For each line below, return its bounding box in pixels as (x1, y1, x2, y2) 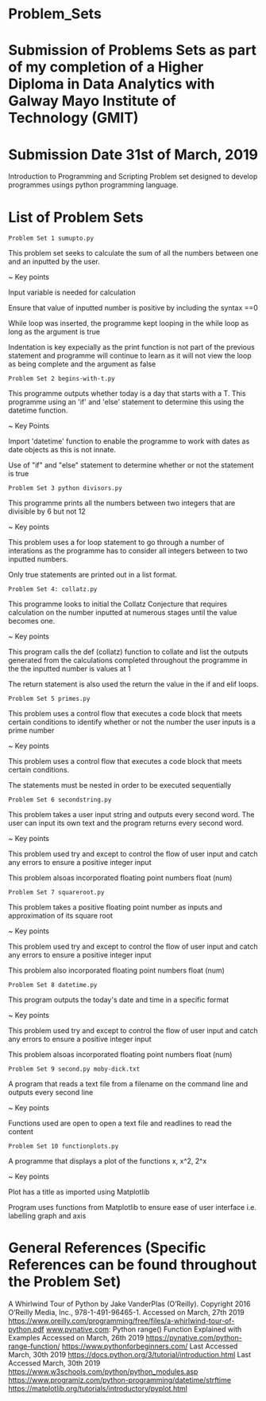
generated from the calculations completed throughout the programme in (8, 655, 248, 665)
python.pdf (8, 1325, 45, 1334)
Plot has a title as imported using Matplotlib (8, 1188, 150, 1197)
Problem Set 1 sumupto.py (8, 234, 94, 243)
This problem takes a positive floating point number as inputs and (8, 902, 222, 912)
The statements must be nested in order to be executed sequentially (8, 781, 232, 790)
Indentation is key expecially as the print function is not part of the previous (8, 342, 256, 352)
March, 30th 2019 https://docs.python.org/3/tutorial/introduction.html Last (8, 1350, 252, 1360)
